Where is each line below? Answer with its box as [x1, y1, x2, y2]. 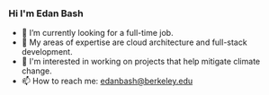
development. [21, 47, 73, 57]
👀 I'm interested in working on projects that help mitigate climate [21, 56, 261, 67]
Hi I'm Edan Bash [8, 7, 84, 20]
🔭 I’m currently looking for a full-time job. [21, 28, 174, 39]
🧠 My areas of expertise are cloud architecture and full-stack [21, 37, 248, 47]
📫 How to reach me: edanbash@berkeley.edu [21, 75, 193, 87]
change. [21, 65, 52, 76]
